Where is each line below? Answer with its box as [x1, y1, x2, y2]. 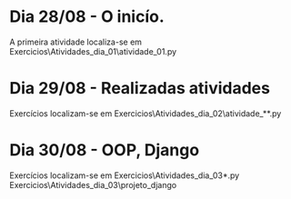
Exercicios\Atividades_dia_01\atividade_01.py [9, 45, 177, 56]
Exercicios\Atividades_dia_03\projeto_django [9, 179, 177, 190]
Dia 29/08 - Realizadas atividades [9, 78, 271, 99]
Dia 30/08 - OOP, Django [9, 140, 200, 161]
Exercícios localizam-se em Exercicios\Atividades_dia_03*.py [9, 170, 240, 181]
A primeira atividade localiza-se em [9, 36, 143, 47]
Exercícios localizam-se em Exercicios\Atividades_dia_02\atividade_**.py [9, 107, 282, 119]
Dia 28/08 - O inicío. [9, 6, 166, 27]
